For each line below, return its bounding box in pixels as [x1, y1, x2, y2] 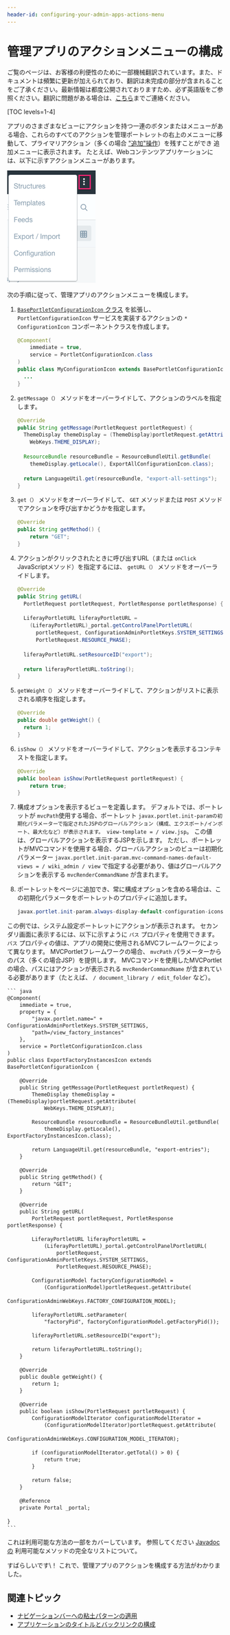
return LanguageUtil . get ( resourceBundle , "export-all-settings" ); [23, 475, 218, 482]
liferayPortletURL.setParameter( [32, 1312, 128, 1319]
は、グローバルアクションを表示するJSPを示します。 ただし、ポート [16, 836, 210, 844]
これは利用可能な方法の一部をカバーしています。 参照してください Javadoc [7, 1538, 220, 1546]
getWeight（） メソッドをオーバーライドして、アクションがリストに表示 [16, 686, 218, 695]
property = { [19, 1009, 57, 1016]
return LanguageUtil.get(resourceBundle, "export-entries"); [32, 1147, 211, 1154]
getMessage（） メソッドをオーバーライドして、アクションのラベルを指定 [16, 393, 222, 402]
